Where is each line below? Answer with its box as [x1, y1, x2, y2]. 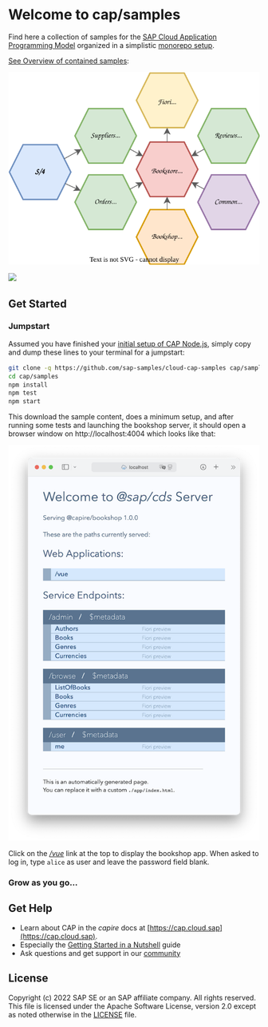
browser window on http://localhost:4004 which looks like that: [8, 429, 216, 438]
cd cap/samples [8, 372, 59, 380]
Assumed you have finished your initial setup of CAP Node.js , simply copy [8, 339, 251, 348]
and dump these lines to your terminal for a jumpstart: [8, 347, 185, 357]
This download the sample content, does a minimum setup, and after [8, 412, 234, 422]
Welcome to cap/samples [8, 6, 181, 24]
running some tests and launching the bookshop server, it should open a [8, 421, 246, 430]
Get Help [8, 902, 53, 915]
